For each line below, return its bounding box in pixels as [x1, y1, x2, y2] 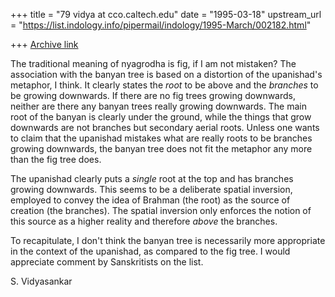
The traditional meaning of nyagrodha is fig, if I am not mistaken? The [10, 58, 297, 69]
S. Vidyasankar [10, 275, 73, 287]
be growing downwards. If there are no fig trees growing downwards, [10, 90, 297, 101]
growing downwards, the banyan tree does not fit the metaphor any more [10, 143, 313, 154]
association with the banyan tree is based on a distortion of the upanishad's [10, 69, 323, 80]
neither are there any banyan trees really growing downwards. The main [10, 100, 307, 112]
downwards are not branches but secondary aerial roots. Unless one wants [10, 122, 320, 133]
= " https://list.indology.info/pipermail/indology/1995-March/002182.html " [10, 19, 312, 31]
